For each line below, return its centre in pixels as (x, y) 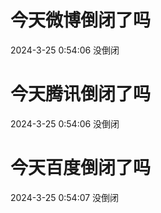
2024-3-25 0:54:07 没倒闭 (65, 197)
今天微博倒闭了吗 (81, 20)
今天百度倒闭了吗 (81, 168)
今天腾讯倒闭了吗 (81, 94)
